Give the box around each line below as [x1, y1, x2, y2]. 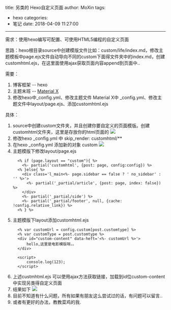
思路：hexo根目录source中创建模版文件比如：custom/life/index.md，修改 [5, 47, 159, 53]
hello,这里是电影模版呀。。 [26, 242, 76, 247]
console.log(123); [26, 259, 66, 265]
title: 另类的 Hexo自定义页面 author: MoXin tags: [5, 5, 106, 10]
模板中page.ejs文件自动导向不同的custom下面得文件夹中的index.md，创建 [9, 54, 165, 60]
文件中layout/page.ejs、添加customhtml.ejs [17, 101, 108, 107]
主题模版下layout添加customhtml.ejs [12, 217, 89, 223]
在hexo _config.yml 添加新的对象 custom [12, 142, 98, 148]
